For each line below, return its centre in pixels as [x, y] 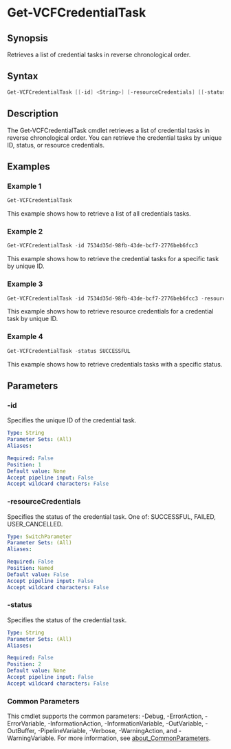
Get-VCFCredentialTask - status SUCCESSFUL [69, 351]
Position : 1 [24, 464]
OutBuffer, [22, 731]
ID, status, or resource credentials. [56, 145]
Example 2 [25, 231]
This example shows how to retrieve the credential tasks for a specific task [113, 259]
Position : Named [30, 568]
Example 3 [25, 284]
